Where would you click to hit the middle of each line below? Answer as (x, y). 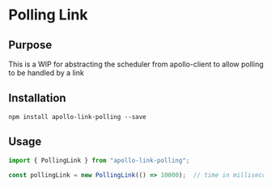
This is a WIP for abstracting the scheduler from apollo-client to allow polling (136, 64)
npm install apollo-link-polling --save (78, 117)
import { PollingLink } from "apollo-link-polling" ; (99, 160)
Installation (37, 98)
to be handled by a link (47, 73)
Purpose (30, 45)
